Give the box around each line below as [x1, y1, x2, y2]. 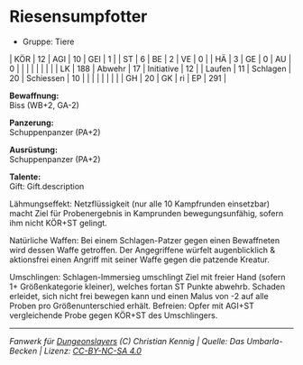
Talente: [9, 171, 41, 182]
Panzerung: [9, 117, 54, 128]
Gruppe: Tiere [22, 36, 75, 47]
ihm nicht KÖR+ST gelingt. [9, 217, 108, 228]
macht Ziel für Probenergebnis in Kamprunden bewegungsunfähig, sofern [9, 207, 284, 218]
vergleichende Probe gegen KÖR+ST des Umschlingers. [9, 309, 218, 321]
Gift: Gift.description [9, 180, 85, 191]
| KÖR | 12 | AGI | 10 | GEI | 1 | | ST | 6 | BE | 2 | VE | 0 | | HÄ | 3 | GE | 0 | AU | [9, 53, 291, 64]
